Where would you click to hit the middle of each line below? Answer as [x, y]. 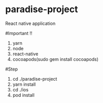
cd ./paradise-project [35, 79]
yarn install [24, 84]
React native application [30, 23]
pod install [23, 95]
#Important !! [19, 33]
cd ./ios [21, 89]
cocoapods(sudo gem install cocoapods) [56, 59]
